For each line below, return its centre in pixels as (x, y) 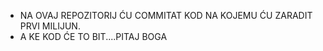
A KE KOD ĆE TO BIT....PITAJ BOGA (93, 36)
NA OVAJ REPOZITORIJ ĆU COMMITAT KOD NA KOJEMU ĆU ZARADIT (166, 15)
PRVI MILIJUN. (50, 26)
